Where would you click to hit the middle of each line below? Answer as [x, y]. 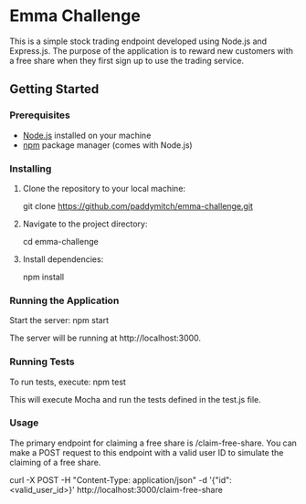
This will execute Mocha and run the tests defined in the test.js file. [136, 399]
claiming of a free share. [55, 462]
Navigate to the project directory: [85, 224]
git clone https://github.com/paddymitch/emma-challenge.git [138, 205]
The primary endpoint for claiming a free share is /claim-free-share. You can [153, 443]
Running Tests [42, 362]
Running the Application [64, 300]
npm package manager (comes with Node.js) [108, 145]
